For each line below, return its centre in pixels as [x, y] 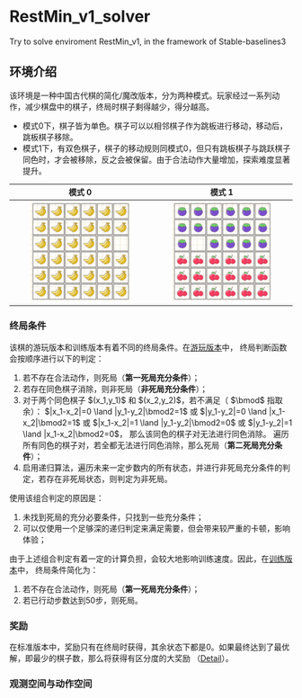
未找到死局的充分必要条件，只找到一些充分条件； [113, 517]
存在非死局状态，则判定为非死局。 [109, 479]
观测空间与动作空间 [51, 684]
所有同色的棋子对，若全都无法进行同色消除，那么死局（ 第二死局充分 [148, 445]
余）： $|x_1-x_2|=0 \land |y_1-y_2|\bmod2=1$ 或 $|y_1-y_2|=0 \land [144, 411]
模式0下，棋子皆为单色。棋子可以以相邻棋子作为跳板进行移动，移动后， [155, 125]
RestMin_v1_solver [80, 17]
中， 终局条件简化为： [58, 569]
